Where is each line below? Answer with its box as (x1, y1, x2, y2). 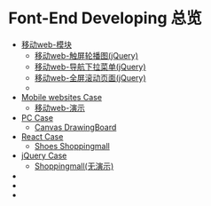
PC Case (20, 112, 54, 123)
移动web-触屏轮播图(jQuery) (34, 50, 139, 60)
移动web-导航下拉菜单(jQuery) (34, 61, 147, 72)
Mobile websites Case (20, 91, 103, 102)
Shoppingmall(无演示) (34, 161, 114, 171)
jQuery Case (20, 150, 67, 161)
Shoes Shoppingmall (34, 140, 110, 151)
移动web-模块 (20, 39, 73, 50)
